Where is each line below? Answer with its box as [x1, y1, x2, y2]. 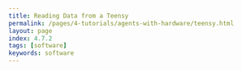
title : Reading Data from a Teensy [8, 11, 129, 20]
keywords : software [8, 49, 75, 57]
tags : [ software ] [8, 42, 67, 50]
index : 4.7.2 [8, 34, 53, 43]
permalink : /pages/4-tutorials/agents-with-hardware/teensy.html [8, 19, 234, 27]
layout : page [8, 27, 53, 35]
